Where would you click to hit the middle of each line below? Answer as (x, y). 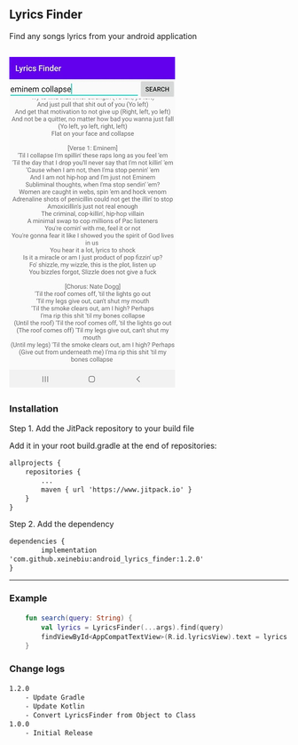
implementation (69, 550)
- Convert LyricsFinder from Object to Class (111, 715)
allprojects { (35, 463)
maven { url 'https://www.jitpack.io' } (117, 489)
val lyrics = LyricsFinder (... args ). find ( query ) (133, 627)
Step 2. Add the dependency (62, 524)
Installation (34, 409)
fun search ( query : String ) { (79, 618)
